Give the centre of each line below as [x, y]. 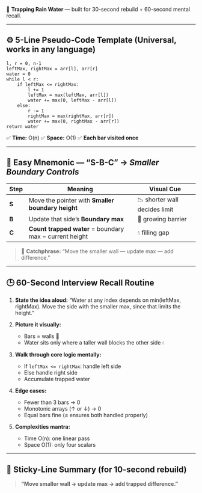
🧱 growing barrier [162, 219]
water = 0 [19, 74]
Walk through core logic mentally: [58, 355]
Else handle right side [51, 373]
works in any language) [51, 50]
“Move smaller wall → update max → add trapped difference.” [99, 484]
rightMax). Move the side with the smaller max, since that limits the [98, 307]
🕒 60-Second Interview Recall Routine [80, 283]
